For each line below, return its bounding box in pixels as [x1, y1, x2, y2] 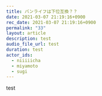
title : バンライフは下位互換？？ [6, 8, 78, 15]
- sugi [11, 68, 28, 74]
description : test [6, 36, 51, 42]
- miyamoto [11, 63, 38, 69]
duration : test [6, 47, 44, 53]
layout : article [6, 30, 46, 36]
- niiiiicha [11, 57, 41, 63]
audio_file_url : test [6, 42, 60, 47]
